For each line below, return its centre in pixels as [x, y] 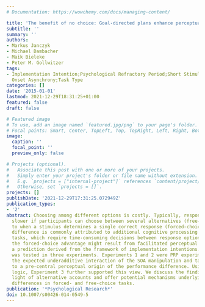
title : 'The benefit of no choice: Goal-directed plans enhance [90, 23]
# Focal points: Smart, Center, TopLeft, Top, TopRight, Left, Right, [98, 131]
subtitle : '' [23, 29]
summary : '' [21, 34]
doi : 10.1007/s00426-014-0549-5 [47, 295]
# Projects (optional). [37, 164]
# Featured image [28, 119]
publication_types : [31, 204]
